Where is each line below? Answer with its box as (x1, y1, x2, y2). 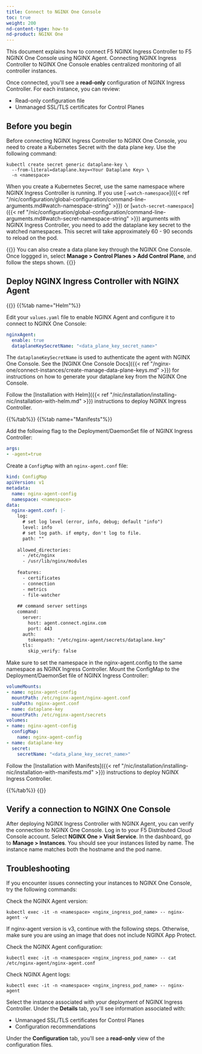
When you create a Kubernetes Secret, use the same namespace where (6, 183, 185, 190)
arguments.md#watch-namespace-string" (6, 202, 112, 209)
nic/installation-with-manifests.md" (6, 769, 94, 776)
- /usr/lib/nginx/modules (22, 558, 87, 564)
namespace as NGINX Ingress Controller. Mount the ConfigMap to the (6, 666, 180, 673)
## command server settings (17, 603, 87, 610)
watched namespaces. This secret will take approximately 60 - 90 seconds (6, 227, 193, 235)
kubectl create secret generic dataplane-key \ (6, 161, 128, 168)
